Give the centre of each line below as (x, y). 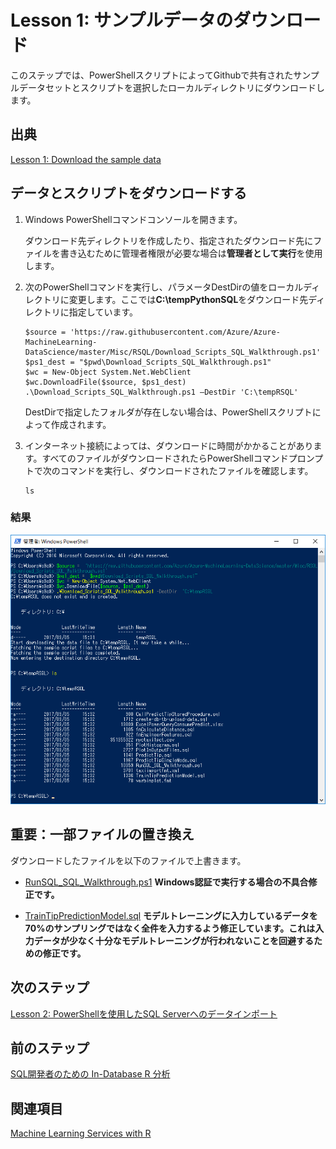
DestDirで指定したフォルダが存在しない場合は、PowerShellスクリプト (168, 412)
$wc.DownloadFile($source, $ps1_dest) (105, 382)
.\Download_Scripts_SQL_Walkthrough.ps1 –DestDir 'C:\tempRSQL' (161, 392)
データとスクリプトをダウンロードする (128, 193)
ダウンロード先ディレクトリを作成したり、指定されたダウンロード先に (169, 240)
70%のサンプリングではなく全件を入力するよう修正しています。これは (170, 928)
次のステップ (50, 987)
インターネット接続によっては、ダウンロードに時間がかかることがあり (169, 445)
